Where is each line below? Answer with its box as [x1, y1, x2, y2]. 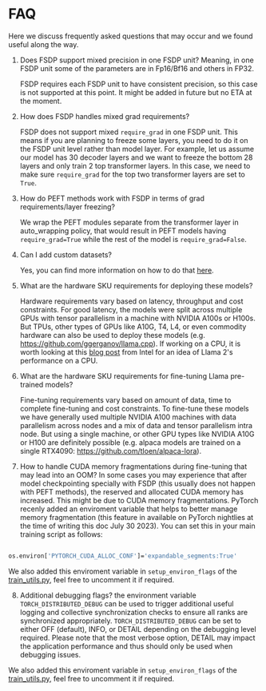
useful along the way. [8, 39, 79, 49]
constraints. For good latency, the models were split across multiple [19, 304, 243, 314]
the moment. [19, 96, 62, 105]
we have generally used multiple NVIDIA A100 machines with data [19, 412, 237, 422]
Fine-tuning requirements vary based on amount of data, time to [19, 395, 232, 404]
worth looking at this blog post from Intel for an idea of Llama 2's [19, 347, 233, 356]
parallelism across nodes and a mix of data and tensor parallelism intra [19, 420, 253, 430]
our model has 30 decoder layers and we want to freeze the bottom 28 [19, 153, 253, 162]
